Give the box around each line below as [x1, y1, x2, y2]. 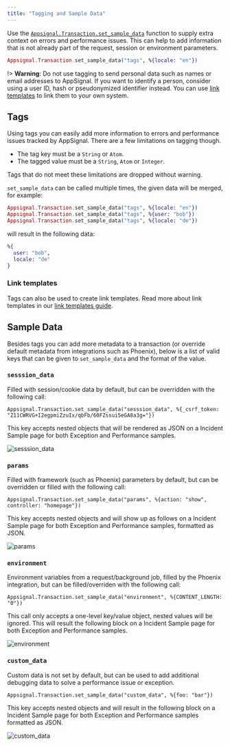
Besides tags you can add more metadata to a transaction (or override [7, 340, 206, 348]
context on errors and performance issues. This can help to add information [7, 36, 222, 45]
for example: [7, 191, 43, 199]
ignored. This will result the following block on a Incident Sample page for [7, 619, 215, 628]
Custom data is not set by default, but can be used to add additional [7, 671, 199, 679]
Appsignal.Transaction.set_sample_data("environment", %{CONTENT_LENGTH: [7, 594, 223, 601]
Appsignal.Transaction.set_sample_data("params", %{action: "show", [7, 496, 207, 503]
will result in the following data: [7, 230, 95, 238]
